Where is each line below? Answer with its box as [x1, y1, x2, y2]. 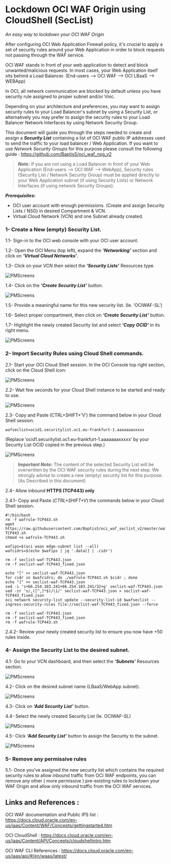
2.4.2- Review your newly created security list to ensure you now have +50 [5, 629, 163, 635]
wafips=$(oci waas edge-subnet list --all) [5, 544, 99, 549]
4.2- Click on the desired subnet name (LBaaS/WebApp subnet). [5, 683, 140, 689]
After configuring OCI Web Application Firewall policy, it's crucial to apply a [5, 41, 163, 47]
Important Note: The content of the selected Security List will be [17, 461, 154, 467]
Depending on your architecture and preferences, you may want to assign [5, 103, 160, 109]
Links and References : [5, 798, 79, 806]
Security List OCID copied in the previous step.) [5, 441, 105, 448]
